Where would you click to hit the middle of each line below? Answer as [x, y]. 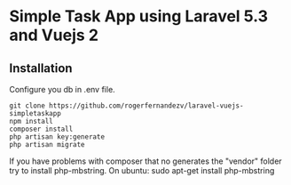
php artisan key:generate [57, 137]
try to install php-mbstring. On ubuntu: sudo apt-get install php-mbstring [142, 170]
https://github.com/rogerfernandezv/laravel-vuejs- [146, 106]
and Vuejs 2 [54, 35]
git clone [28, 106]
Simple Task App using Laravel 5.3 [139, 16]
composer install [41, 129]
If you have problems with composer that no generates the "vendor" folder [145, 161]
